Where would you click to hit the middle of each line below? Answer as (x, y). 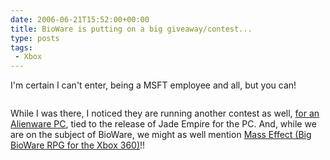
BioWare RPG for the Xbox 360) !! (78, 145)
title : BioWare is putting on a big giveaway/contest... (131, 29)
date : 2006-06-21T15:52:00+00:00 (80, 19)
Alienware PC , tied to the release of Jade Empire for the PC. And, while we (163, 124)
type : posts (35, 38)
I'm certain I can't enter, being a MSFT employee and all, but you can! (153, 85)
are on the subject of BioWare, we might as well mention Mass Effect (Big (161, 135)
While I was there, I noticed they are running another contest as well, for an (165, 113)
